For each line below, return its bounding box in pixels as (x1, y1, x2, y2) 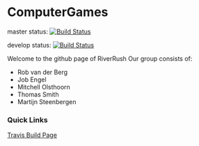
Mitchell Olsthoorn (17, 82, 71, 91)
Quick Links (7, 115, 48, 124)
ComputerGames (7, 4, 109, 20)
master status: (7, 27, 49, 36)
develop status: (7, 41, 51, 49)
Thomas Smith (17, 90, 59, 98)
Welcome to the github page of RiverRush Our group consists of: (7, 54, 193, 63)
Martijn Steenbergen (17, 97, 77, 105)
